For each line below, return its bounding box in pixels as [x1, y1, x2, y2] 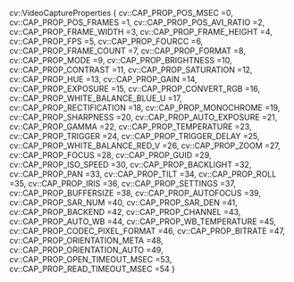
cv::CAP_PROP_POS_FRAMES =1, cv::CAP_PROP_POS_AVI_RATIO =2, [9, 17, 265, 28]
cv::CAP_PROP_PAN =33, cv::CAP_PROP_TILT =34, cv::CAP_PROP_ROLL [9, 169, 277, 179]
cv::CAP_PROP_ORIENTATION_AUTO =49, [9, 245, 164, 255]
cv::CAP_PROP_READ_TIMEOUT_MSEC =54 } [9, 263, 176, 274]
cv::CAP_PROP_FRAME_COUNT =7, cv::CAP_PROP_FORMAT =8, [9, 46, 246, 56]
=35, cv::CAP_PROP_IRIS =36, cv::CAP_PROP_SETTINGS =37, [9, 178, 237, 188]
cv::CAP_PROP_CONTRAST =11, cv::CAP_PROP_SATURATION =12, [9, 64, 253, 75]
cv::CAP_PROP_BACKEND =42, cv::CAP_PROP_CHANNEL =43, [9, 207, 241, 217]
